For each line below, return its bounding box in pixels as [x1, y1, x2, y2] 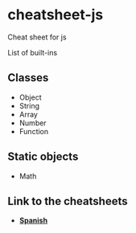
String [19, 100, 40, 110]
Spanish [19, 215, 48, 226]
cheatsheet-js [7, 6, 104, 24]
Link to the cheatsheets [7, 194, 128, 208]
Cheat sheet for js [7, 32, 67, 42]
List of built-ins [7, 47, 58, 57]
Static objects [7, 150, 79, 164]
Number [19, 118, 47, 128]
